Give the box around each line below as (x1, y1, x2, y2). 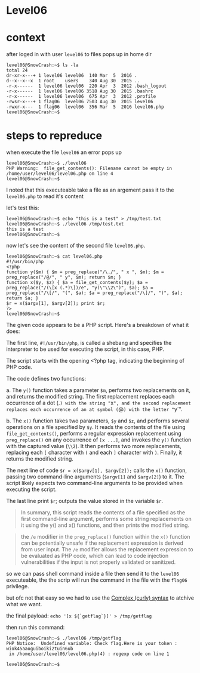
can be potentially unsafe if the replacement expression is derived (20, 539, 184, 547)
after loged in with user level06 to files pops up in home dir (6, 51, 152, 58)
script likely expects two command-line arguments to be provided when (6, 480, 183, 487)
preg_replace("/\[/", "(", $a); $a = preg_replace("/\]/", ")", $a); (6, 290, 183, 296)
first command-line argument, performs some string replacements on (20, 515, 192, 523)
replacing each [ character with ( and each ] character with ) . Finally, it (6, 449, 182, 456)
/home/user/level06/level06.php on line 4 (6, 171, 113, 177)
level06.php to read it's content (6, 193, 84, 200)
